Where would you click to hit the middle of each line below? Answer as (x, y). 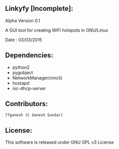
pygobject (23, 72)
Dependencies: (29, 55)
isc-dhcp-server (29, 88)
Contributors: (27, 104)
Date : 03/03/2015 (24, 40)
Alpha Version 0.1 (23, 20)
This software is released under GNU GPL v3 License (59, 142)
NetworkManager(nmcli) (37, 78)
